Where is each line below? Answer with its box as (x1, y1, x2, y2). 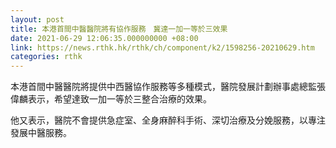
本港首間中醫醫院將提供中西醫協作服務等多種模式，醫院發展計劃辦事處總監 (10, 81, 317, 93)
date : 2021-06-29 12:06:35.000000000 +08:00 (10, 33, 199, 43)
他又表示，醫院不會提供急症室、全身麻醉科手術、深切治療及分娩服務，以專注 (10, 114, 326, 126)
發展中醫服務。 (10, 127, 72, 139)
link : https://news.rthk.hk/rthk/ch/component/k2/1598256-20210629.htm (10, 42, 315, 53)
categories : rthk (10, 52, 83, 62)
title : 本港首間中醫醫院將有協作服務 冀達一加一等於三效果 (10, 24, 228, 34)
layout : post (10, 14, 65, 25)
